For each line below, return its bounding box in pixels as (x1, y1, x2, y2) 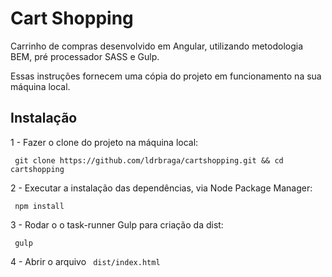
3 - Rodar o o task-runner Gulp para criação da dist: (10, 218, 224, 231)
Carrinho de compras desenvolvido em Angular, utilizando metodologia (10, 40, 304, 52)
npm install (14, 201, 65, 211)
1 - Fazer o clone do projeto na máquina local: (10, 136, 199, 148)
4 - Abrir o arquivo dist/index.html (10, 255, 161, 267)
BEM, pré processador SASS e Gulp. (10, 50, 160, 62)
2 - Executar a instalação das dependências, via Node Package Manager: (10, 182, 313, 194)
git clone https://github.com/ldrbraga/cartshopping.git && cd (14, 155, 284, 166)
